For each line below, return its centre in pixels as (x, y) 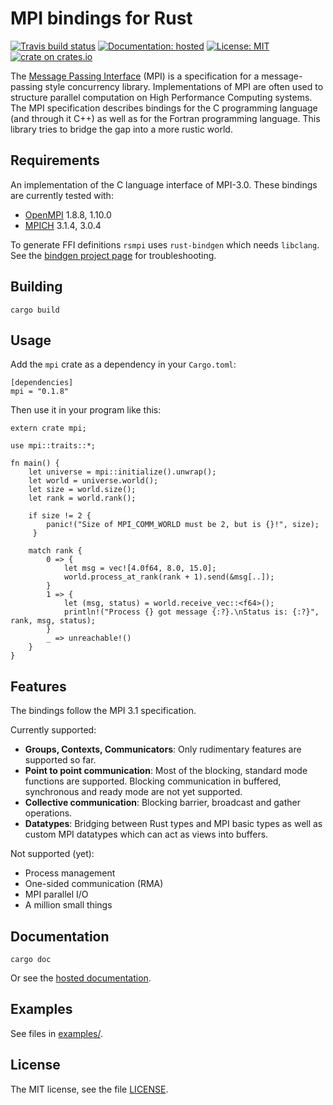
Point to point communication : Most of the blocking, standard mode (166, 771)
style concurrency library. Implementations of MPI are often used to (184, 86)
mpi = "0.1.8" (40, 392)
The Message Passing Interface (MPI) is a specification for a (135, 76)
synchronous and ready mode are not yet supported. (133, 792)
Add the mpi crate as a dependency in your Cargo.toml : (123, 364)
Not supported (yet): (52, 854)
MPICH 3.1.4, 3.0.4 (63, 225)
